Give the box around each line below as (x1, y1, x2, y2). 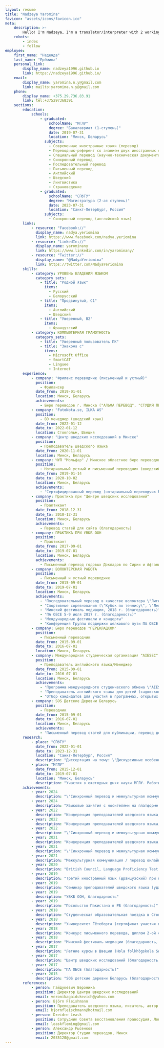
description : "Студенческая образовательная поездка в (36, 912, 150, 917)
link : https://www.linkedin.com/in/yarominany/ (36, 248, 134, 253)
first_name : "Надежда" (14, 52, 60, 58)
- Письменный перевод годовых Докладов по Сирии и (40, 562, 145, 567)
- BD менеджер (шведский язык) (40, 416, 104, 421)
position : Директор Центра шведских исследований (36, 989, 139, 995)
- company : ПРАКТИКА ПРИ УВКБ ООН (31, 530, 102, 535)
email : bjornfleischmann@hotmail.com (36, 1008, 112, 1013)
